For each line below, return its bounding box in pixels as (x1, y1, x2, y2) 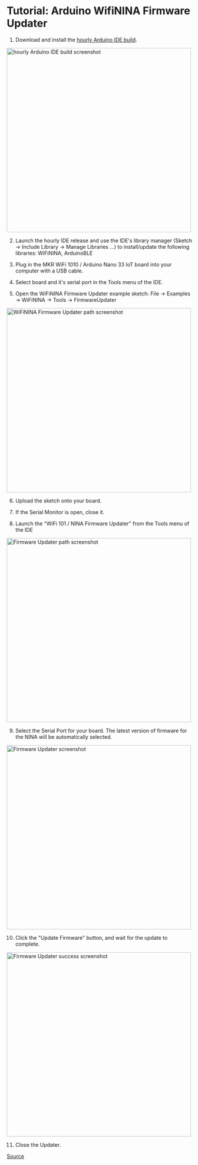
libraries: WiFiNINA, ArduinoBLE (15, 249, 93, 256)
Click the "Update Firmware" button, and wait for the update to (15, 934, 168, 941)
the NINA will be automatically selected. (15, 733, 113, 741)
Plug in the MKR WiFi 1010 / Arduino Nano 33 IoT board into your (15, 261, 172, 268)
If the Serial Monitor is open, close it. (15, 508, 105, 515)
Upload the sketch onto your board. (15, 497, 102, 504)
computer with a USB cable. (15, 267, 84, 274)
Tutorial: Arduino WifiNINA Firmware (6, 4, 190, 18)
